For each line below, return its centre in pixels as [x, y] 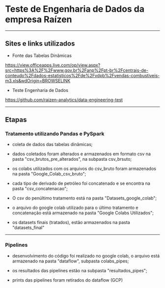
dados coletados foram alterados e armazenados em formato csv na [82, 154]
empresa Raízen [39, 19]
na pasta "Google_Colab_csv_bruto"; [49, 174]
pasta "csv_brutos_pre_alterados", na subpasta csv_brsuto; [72, 159]
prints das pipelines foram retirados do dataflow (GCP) [68, 280]
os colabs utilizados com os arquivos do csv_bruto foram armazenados [84, 169]
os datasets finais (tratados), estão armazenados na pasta [71, 223]
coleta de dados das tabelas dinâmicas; [52, 144]
